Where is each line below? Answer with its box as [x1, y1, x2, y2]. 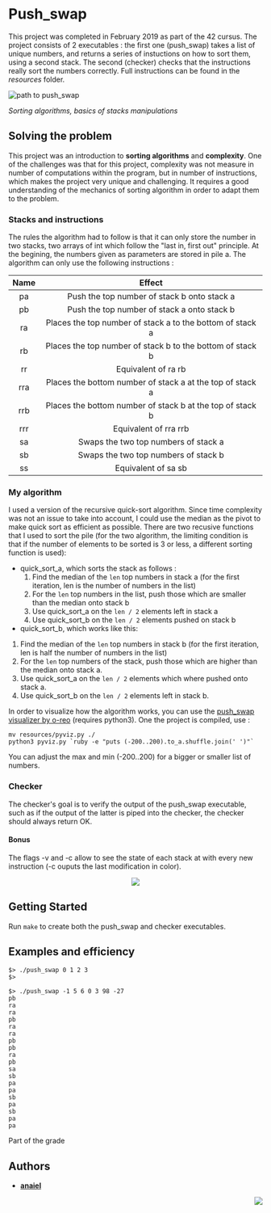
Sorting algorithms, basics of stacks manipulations [8, 106, 178, 116]
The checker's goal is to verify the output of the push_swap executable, [8, 799, 247, 809]
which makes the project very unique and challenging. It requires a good [8, 176, 249, 186]
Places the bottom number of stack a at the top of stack [45, 377, 256, 388]
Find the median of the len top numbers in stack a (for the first [31, 572, 240, 582]
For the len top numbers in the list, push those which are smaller [31, 589, 247, 599]
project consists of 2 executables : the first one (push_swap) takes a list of [8, 40, 256, 49]
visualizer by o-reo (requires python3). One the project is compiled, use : [8, 715, 250, 725]
